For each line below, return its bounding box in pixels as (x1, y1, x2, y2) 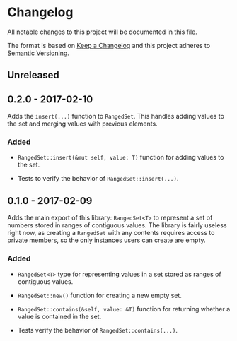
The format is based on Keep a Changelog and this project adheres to (7, 41, 211, 49)
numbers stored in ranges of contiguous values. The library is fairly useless (7, 221, 228, 229)
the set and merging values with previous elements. (7, 119, 158, 128)
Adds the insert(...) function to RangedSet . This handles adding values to (7, 112, 225, 121)
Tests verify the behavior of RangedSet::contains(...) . (17, 325, 178, 334)
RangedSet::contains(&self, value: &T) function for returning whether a (17, 304, 231, 313)
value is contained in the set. (17, 312, 102, 321)
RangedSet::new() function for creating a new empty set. (17, 291, 183, 299)
